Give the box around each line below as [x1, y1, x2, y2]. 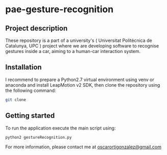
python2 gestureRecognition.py [5, 135, 72, 140]
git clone [5, 97, 27, 102]
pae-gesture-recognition [5, 4, 114, 15]
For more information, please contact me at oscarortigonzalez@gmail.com [5, 144, 162, 150]
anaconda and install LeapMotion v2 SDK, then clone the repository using [5, 82, 160, 88]
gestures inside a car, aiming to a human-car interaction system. [5, 48, 141, 54]
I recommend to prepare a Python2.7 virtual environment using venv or [5, 76, 154, 83]
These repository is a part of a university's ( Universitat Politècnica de [5, 37, 152, 43]
